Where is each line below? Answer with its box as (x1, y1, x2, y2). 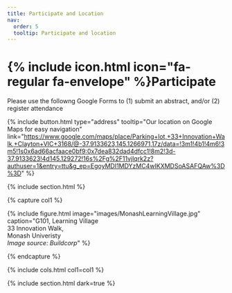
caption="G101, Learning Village (7, 217, 99, 225)
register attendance (7, 105, 64, 113)
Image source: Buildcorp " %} (7, 239, 91, 247)
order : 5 (13, 23, 39, 30)
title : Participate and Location (7, 10, 104, 17)
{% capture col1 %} (7, 196, 63, 204)
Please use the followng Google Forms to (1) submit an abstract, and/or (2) (7, 97, 220, 105)
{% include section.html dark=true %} (7, 279, 116, 287)
